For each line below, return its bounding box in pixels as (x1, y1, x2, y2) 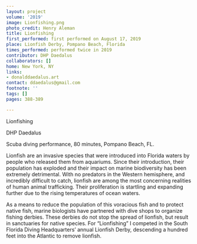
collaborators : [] (6, 58, 51, 64)
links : (6, 69, 22, 75)
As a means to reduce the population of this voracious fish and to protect (6, 201, 184, 208)
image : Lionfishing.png (6, 19, 65, 25)
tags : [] (6, 91, 28, 97)
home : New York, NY (6, 63, 54, 70)
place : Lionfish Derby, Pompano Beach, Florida (6, 42, 126, 48)
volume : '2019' (6, 14, 44, 20)
